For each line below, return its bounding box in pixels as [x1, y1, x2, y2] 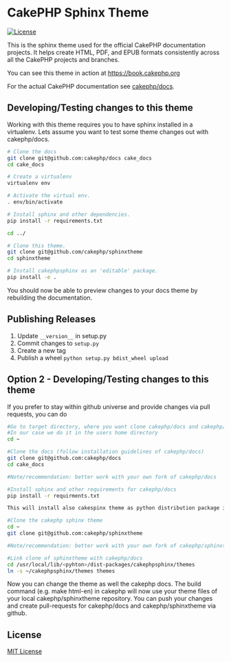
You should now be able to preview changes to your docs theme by [7, 286, 198, 294]
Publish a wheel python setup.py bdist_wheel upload [16, 353, 168, 362]
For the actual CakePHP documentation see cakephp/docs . [7, 82, 175, 90]
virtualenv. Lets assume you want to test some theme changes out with [7, 127, 208, 135]
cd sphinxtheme [7, 255, 51, 262]
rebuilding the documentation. [7, 294, 93, 302]
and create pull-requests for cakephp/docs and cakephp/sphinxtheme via [7, 602, 217, 610]
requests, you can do [7, 410, 67, 418]
